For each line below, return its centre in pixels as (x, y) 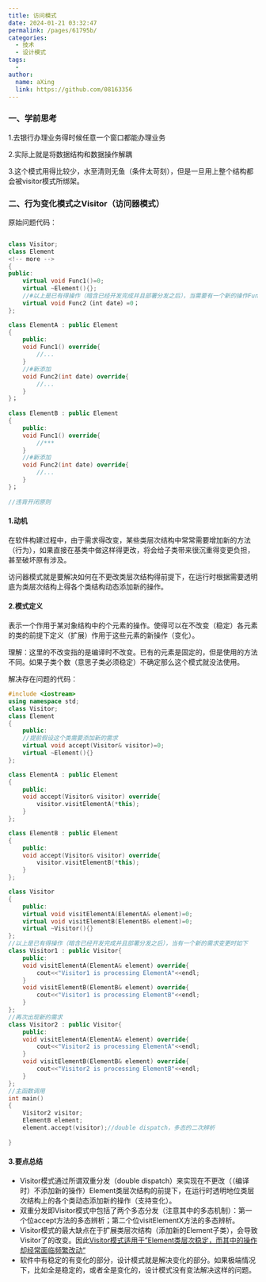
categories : (28, 38)
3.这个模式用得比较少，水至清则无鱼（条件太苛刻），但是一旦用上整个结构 (127, 171)
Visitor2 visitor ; (53, 1113)
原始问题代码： (32, 222)
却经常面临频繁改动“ (52, 1249)
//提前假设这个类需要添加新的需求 (70, 739)
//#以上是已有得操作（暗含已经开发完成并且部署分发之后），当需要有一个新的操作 (135, 296)
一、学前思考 (33, 118)
